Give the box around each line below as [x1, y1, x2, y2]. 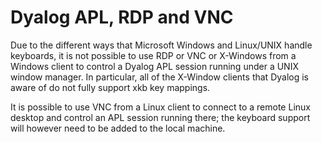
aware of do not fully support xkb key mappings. [10, 81, 211, 93]
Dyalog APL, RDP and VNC [10, 6, 234, 29]
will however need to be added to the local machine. [10, 122, 226, 134]
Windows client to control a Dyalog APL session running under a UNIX [10, 60, 299, 72]
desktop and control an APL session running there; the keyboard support [10, 111, 311, 123]
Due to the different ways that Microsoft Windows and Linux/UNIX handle [10, 39, 313, 51]
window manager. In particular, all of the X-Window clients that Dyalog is [10, 71, 309, 83]
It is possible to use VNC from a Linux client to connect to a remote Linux [10, 101, 311, 113]
